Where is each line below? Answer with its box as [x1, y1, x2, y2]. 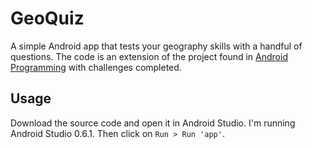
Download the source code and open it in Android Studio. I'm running [10, 117, 296, 129]
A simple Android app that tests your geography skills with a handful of [10, 40, 303, 52]
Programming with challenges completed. [10, 61, 182, 73]
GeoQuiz [10, 7, 85, 30]
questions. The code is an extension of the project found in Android [10, 50, 288, 62]
